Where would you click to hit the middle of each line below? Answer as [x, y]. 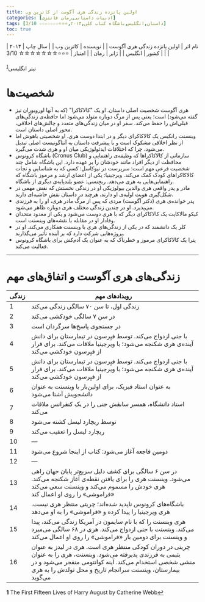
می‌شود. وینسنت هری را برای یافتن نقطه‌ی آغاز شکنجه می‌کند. [111, 479]
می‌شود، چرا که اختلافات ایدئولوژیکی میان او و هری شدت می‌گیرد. [90, 149]
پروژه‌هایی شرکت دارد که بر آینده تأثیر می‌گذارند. [70, 233]
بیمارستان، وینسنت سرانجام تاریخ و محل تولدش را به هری [106, 570]
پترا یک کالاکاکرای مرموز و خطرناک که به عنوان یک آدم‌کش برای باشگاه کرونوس [106, 239]
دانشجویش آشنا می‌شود [62, 394]
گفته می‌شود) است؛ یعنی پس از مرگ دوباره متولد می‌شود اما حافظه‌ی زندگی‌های [106, 116]
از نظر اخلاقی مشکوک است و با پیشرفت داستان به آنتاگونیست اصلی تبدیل [99, 142]
